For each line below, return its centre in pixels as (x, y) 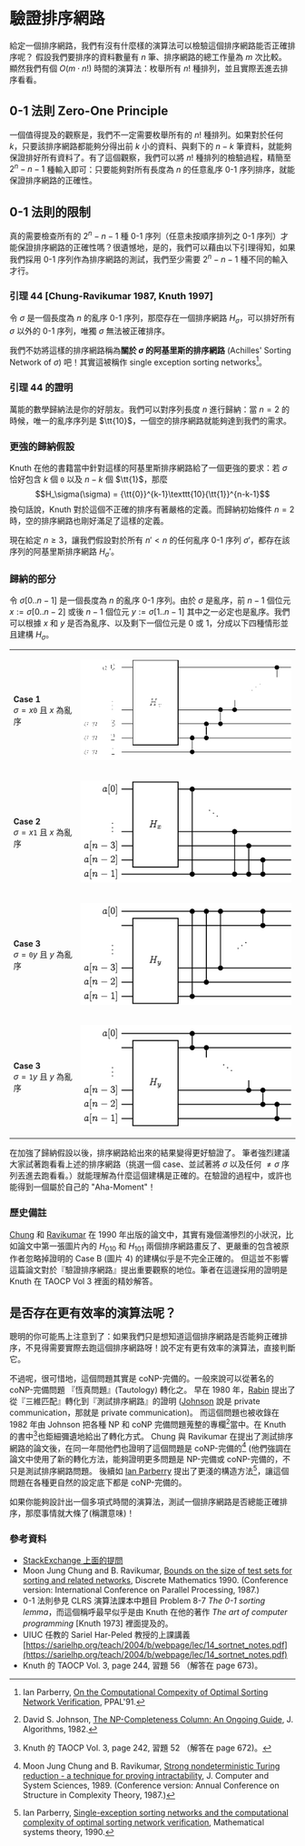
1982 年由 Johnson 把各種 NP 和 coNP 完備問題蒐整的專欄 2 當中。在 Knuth (148, 1424)
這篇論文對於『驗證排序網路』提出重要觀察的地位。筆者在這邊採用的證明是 (148, 1270)
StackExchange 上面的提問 (73, 1560)
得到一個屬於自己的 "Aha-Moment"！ (86, 1187)
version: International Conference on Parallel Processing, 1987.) (141, 1590)
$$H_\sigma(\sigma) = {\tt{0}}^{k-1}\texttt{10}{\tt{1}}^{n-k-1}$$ (152, 494)
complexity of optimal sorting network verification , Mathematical (143, 1822)
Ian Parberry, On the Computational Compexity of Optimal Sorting (145, 1692)
